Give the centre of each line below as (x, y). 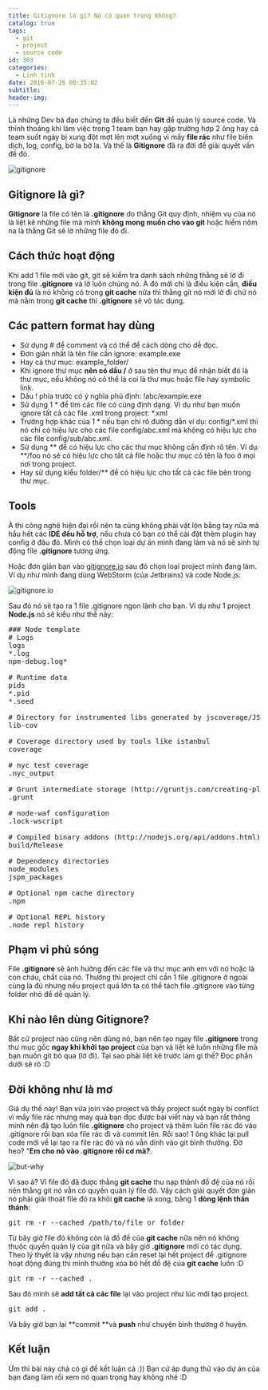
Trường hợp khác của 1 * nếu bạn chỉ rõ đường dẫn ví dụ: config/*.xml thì (139, 421)
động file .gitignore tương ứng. (59, 550)
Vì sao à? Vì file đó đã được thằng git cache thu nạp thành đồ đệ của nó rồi (132, 1181)
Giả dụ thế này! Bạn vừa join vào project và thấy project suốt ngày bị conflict (134, 1108)
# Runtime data (38, 677)
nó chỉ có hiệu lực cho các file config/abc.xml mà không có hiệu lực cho (138, 430)
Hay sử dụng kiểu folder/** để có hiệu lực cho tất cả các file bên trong (135, 472)
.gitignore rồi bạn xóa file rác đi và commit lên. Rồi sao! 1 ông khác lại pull (129, 1134)
